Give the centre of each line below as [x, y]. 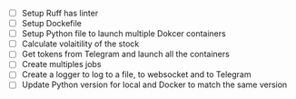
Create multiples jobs [61, 64]
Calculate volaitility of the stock [80, 44]
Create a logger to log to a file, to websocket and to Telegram [136, 74]
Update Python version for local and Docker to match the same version [154, 84]
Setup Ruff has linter [60, 13]
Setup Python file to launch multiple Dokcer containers [123, 34]
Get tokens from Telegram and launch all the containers [126, 54]
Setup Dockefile [52, 24]
